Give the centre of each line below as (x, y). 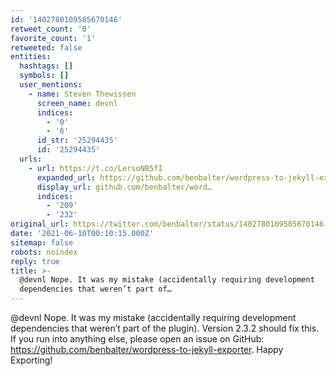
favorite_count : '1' (53, 38)
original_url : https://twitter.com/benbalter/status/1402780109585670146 (167, 224)
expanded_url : (66, 177)
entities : (31, 57)
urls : (31, 159)
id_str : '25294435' (77, 141)
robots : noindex (44, 252)
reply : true (35, 261)
